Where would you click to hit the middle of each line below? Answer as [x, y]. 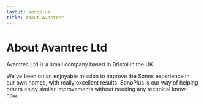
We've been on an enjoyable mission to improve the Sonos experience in [98, 76]
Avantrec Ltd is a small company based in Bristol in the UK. [81, 64]
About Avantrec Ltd [57, 48]
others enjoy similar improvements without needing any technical [89, 89]
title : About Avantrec [35, 18]
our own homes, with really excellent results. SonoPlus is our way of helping [102, 83]
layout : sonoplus [28, 12]
